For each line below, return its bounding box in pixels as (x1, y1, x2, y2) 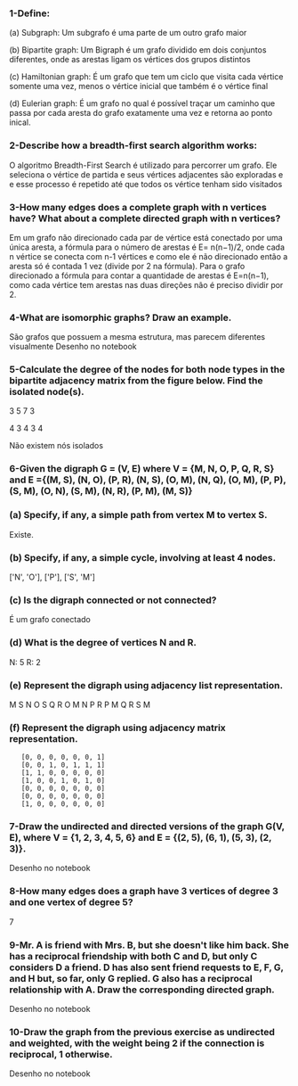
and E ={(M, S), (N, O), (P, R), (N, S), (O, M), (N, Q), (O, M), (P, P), (9, 473, 286, 486)
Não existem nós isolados (9, 440, 104, 451)
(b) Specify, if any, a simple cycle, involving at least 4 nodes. (9, 551, 277, 564)
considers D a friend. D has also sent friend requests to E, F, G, (9, 961, 285, 974)
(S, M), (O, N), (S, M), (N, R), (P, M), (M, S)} (9, 485, 193, 498)
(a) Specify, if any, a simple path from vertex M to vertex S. (9, 509, 269, 522)
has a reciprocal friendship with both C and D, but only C (9, 950, 258, 962)
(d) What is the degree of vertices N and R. (9, 637, 197, 649)
